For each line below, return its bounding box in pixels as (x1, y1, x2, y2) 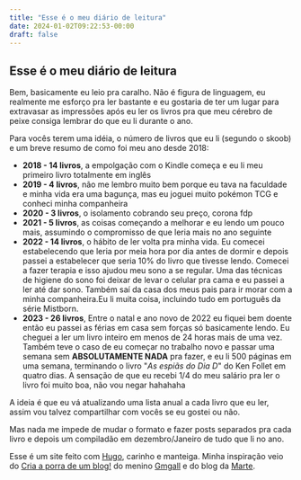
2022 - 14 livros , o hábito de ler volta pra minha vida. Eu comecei (22, 236, 265, 247)
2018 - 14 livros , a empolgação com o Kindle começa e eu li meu (22, 160, 263, 171)
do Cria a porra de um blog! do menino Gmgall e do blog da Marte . (9, 460, 256, 472)
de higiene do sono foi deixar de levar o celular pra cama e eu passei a (22, 275, 285, 286)
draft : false (9, 30, 58, 39)
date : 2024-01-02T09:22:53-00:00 (9, 22, 135, 31)
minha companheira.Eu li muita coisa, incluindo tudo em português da (22, 294, 281, 305)
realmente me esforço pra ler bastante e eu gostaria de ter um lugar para (9, 96, 279, 108)
